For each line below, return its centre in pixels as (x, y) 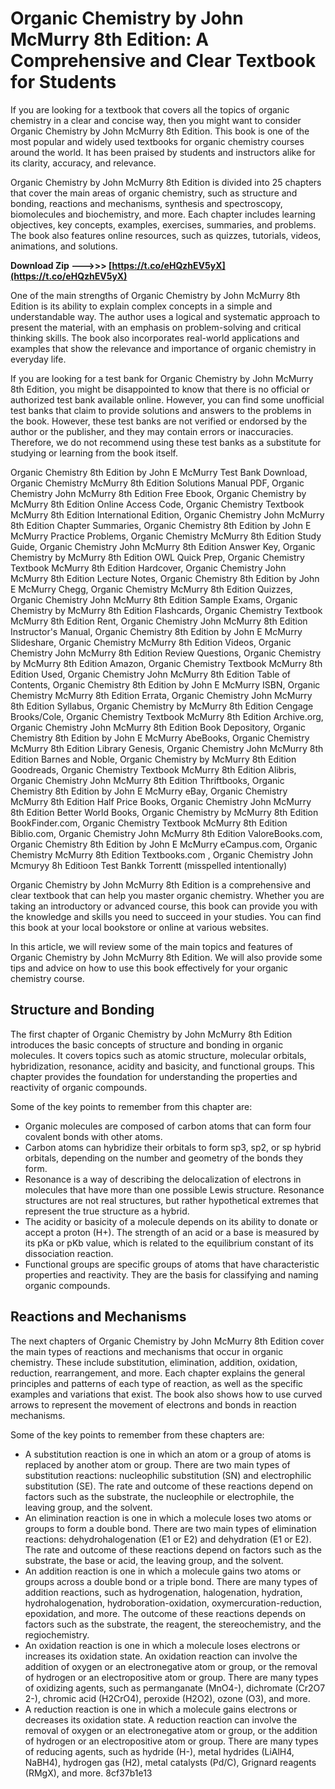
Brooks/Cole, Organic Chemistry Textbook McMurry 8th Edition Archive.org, (167, 716)
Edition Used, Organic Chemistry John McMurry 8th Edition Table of (150, 674)
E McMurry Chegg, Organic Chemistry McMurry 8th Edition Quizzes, (151, 589)
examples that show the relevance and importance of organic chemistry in (163, 348)
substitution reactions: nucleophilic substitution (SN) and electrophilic (168, 1475)
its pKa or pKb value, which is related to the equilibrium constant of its (169, 1243)
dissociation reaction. (69, 1253)
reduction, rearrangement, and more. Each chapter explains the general (158, 1373)
